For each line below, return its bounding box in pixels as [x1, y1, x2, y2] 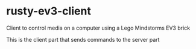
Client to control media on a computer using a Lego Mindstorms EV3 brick [6, 24, 191, 31]
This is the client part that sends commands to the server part [6, 36, 160, 43]
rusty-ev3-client [6, 4, 92, 18]
